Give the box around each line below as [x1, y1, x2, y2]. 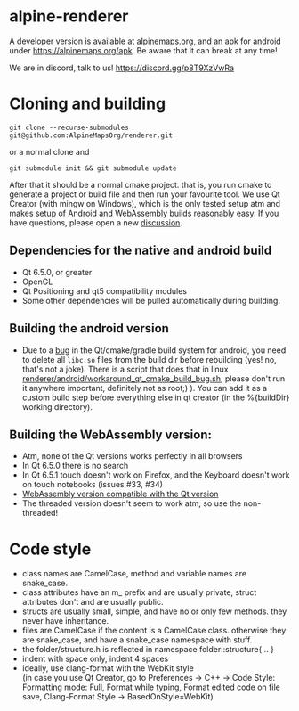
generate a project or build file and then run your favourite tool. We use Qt [9, 189, 280, 200]
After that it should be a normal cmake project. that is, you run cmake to [9, 179, 272, 190]
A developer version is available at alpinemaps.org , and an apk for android [9, 36, 282, 46]
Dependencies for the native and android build [9, 243, 272, 258]
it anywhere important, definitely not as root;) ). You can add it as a [21, 382, 268, 393]
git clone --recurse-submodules [9, 123, 129, 132]
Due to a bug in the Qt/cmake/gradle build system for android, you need [21, 345, 287, 355]
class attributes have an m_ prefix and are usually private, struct [21, 587, 257, 598]
